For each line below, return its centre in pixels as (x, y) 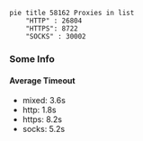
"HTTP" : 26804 (54, 21)
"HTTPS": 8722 (52, 29)
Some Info (32, 58)
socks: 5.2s (44, 129)
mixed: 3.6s (44, 101)
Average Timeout (42, 80)
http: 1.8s (39, 110)
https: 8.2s (42, 119)
